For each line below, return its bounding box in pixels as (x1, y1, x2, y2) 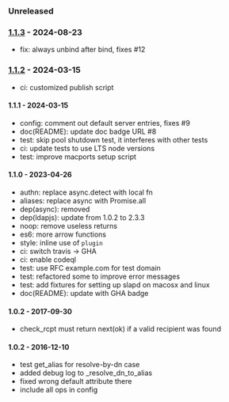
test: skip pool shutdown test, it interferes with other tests (19, 135, 208, 144)
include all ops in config (19, 385, 98, 395)
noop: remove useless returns (19, 221, 117, 230)
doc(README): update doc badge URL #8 (19, 127, 157, 136)
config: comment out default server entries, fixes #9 (19, 118, 190, 127)
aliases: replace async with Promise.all (19, 195, 147, 205)
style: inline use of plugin (19, 237, 103, 247)
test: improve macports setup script (19, 152, 137, 161)
